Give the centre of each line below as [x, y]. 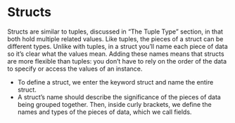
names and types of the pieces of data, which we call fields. [104, 112]
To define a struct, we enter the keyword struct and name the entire [115, 82]
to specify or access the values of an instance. [75, 68]
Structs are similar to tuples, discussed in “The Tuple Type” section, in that [115, 31]
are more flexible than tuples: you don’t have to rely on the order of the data [117, 61]
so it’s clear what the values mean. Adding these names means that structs [116, 54]
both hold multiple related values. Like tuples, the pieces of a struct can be [115, 38]
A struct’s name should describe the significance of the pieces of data [119, 97]
